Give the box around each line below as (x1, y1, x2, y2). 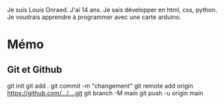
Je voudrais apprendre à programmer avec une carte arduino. (7, 13, 182, 21)
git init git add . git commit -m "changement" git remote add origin (7, 82, 193, 90)
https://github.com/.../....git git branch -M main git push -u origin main (7, 89, 203, 97)
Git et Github (7, 64, 62, 75)
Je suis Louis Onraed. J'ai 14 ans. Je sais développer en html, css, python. (7, 6, 218, 14)
